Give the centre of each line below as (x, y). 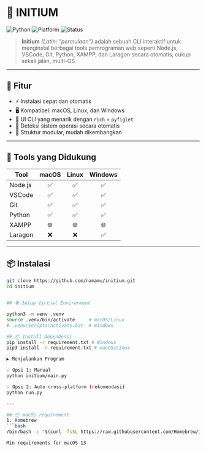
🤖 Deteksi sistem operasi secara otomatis (67, 126)
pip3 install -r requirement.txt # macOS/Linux (68, 348)
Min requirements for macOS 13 (46, 443)
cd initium (20, 287)
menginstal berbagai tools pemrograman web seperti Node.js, (100, 48)
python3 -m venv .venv (35, 314)
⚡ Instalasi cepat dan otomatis (53, 101)
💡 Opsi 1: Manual (29, 370)
